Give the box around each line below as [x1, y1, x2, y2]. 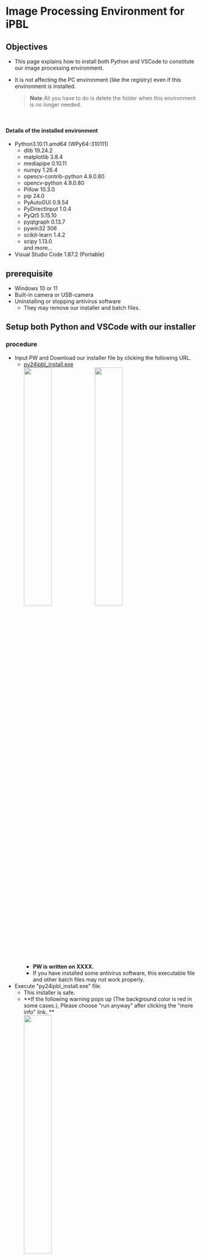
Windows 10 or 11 [14, 285, 58, 292]
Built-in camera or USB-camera [14, 291, 94, 299]
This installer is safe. [23, 989, 75, 996]
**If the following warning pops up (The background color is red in [23, 995, 192, 1003]
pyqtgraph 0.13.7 [23, 218, 66, 225]
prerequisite [5, 268, 53, 279]
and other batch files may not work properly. [32, 976, 144, 983]
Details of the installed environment [5, 126, 98, 134]
